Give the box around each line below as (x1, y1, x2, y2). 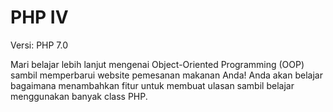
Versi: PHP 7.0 (10, 39, 69, 51)
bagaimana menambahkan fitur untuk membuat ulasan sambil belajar (10, 79, 295, 91)
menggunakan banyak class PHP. (10, 90, 148, 102)
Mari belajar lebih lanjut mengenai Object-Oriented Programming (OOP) (10, 58, 305, 70)
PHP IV (10, 6, 69, 29)
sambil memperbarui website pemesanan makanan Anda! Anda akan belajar (10, 69, 323, 81)
